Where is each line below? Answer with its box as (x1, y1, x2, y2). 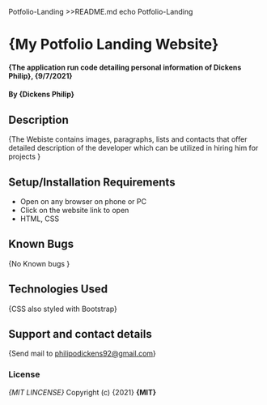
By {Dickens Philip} (8, 89, 75, 100)
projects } (8, 151, 41, 161)
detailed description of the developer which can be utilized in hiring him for (8, 143, 259, 153)
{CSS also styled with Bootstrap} (8, 304, 117, 313)
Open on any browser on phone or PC (19, 197, 147, 206)
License (8, 369, 40, 380)
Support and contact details (8, 327, 152, 341)
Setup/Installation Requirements (8, 175, 176, 189)
